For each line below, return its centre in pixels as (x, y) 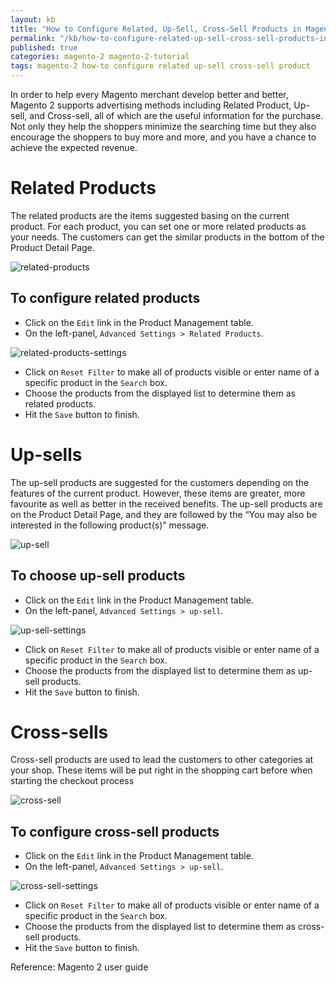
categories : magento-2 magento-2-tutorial (100, 57)
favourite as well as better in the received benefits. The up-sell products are (166, 503)
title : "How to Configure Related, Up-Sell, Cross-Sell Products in (156, 29)
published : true (44, 47)
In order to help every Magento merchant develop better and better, (149, 94)
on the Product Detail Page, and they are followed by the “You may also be (164, 514)
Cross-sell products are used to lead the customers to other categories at (162, 760)
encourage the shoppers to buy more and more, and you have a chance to (163, 137)
